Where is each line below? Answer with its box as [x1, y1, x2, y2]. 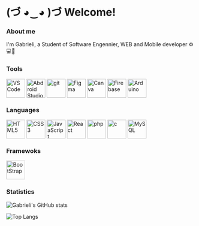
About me [6, 28, 36, 36]
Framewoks [6, 147, 41, 155]
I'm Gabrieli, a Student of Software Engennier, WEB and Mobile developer [6, 41, 188, 48]
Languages [6, 106, 40, 114]
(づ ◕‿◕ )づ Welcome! [6, 5, 116, 19]
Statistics [6, 188, 35, 196]
